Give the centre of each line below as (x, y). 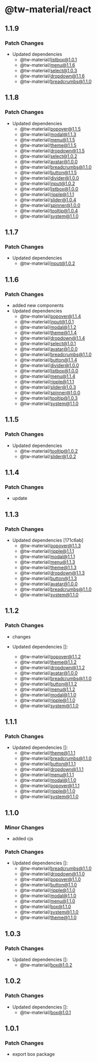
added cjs (23, 839)
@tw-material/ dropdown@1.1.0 (52, 874)
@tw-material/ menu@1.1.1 (47, 775)
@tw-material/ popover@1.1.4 (51, 316)
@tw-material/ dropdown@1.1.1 (52, 769)
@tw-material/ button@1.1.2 (48, 684)
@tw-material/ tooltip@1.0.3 (49, 398)
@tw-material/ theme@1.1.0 (48, 918)
